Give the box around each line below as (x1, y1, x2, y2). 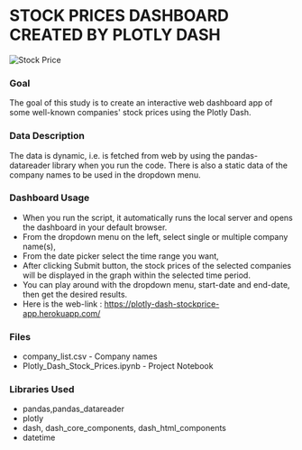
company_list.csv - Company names (22, 351, 158, 362)
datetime (22, 432, 56, 443)
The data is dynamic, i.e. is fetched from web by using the (9, 150, 225, 161)
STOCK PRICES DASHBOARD (9, 5, 230, 26)
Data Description (9, 130, 86, 142)
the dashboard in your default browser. (22, 222, 168, 233)
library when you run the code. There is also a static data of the (52, 160, 288, 170)
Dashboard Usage (9, 191, 90, 204)
